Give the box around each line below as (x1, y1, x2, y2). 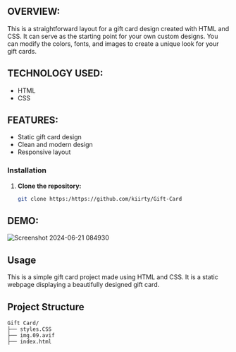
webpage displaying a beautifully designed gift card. (7, 281, 160, 289)
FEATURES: (7, 115, 58, 127)
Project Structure (7, 300, 85, 313)
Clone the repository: (17, 182, 82, 190)
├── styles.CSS (7, 326, 52, 333)
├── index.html (7, 339, 52, 346)
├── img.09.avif (7, 332, 55, 339)
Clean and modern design (17, 141, 93, 149)
